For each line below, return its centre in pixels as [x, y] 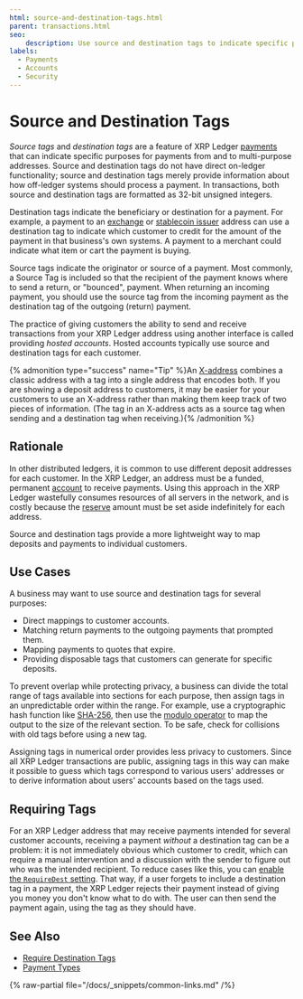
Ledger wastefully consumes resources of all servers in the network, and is [149, 497]
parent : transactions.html [60, 26]
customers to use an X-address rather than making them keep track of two [148, 399]
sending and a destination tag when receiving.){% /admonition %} [132, 418]
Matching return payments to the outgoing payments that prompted [147, 630]
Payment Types [51, 967]
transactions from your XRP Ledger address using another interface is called [151, 333]
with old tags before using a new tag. [78, 734]
